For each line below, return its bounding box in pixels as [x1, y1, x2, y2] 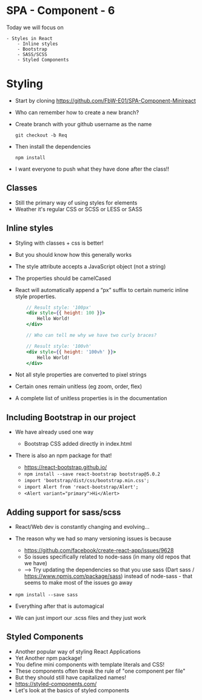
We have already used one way [15, 429, 94, 436]
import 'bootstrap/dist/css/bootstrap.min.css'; [24, 478, 150, 484]
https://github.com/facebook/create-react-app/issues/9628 [24, 547, 174, 554]
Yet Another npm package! [15, 654, 82, 662]
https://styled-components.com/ [15, 680, 97, 687]
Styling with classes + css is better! [15, 239, 104, 246]
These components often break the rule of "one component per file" [15, 667, 186, 675]
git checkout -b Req [15, 132, 67, 138]
